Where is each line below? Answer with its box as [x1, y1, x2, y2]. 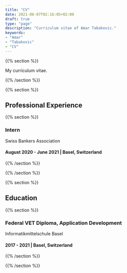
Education [5, 194, 38, 203]
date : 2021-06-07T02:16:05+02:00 [5, 12, 74, 17]
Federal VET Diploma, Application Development [5, 219, 123, 226]
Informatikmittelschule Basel [5, 231, 63, 237]
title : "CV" [5, 7, 30, 12]
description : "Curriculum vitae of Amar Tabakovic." [5, 26, 117, 31]
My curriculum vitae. [5, 68, 48, 73]
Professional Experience [5, 101, 83, 110]
